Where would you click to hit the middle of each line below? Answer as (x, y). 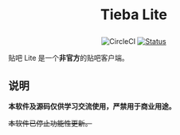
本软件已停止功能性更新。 (50, 123)
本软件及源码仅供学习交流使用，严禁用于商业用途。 (92, 106)
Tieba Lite (134, 15)
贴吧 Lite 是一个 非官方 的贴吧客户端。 (68, 58)
